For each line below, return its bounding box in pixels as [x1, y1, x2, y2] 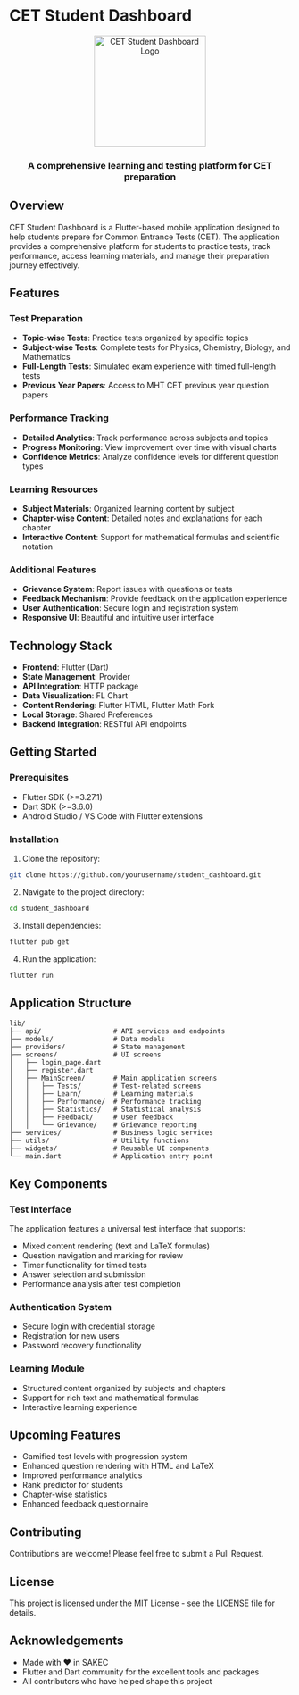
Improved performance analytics [21, 1470, 143, 1481]
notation [21, 541, 54, 552]
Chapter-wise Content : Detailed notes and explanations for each [21, 513, 262, 523]
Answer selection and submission [21, 1269, 146, 1280]
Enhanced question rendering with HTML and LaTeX [21, 1461, 214, 1472]
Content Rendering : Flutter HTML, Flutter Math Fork [21, 700, 215, 711]
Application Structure [9, 995, 132, 1010]
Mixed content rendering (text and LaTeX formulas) [21, 1240, 211, 1251]
